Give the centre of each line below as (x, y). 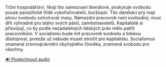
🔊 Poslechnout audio (28, 59)
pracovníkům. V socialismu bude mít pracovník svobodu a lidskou (73, 33)
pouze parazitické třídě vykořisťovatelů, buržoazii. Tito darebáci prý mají (80, 12)
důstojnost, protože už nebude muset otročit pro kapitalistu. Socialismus (80, 39)
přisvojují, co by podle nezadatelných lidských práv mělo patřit (70, 28)
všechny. (15, 49)
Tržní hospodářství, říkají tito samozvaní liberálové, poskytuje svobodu (78, 7)
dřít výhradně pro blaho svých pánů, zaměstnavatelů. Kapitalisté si (74, 23)
